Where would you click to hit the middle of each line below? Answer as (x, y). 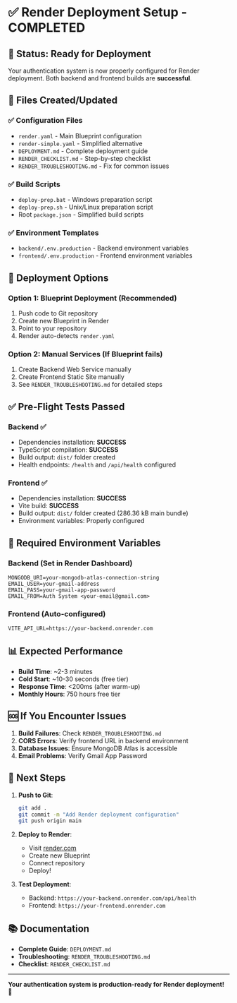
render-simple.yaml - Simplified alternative (80, 143)
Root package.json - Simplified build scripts (81, 214)
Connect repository (57, 863)
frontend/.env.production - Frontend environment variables (105, 256)
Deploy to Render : (45, 834)
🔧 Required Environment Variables (84, 543)
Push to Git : (36, 795)
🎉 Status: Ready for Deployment (80, 54)
